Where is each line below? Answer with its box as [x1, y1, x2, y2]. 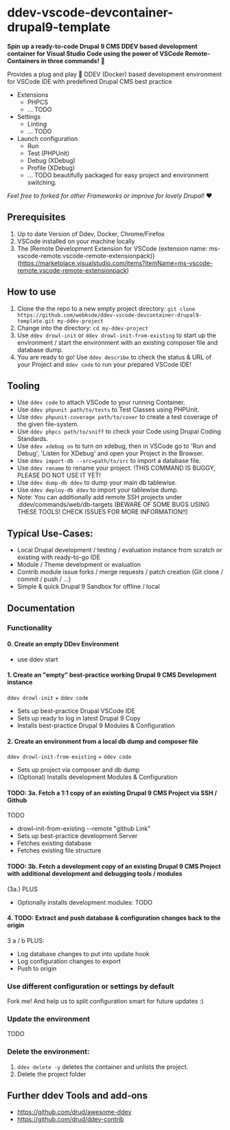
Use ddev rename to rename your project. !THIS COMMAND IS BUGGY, [16, 464, 216, 472]
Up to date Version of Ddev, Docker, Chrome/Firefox [16, 229, 165, 238]
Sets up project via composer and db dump [16, 766, 140, 774]
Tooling [7, 380, 40, 392]
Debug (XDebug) [27, 156, 76, 164]
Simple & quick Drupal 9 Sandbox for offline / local [16, 583, 160, 591]
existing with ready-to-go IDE [16, 553, 101, 561]
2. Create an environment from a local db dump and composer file [7, 737, 198, 745]
